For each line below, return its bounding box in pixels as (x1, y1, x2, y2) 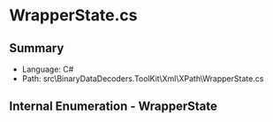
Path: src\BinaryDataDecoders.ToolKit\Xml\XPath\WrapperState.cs (21, 73, 264, 84)
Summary (9, 41, 64, 56)
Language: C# (21, 64, 74, 74)
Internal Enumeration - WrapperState (9, 99, 218, 114)
